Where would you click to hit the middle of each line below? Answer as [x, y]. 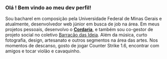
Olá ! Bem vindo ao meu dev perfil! [48, 8]
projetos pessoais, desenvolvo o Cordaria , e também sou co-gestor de [79, 29]
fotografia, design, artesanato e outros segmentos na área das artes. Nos [82, 40]
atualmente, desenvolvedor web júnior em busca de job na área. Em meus [82, 24]
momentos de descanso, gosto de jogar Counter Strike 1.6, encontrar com [82, 46]
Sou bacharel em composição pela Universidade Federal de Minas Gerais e [83, 19]
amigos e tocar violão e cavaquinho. [43, 51]
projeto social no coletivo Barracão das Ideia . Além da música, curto [76, 35]
